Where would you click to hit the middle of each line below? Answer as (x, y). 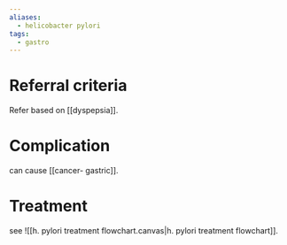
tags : (19, 34)
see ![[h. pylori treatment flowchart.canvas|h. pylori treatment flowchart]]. (144, 231)
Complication (60, 146)
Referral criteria (68, 86)
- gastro (33, 42)
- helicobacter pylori (59, 26)
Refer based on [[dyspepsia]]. (64, 111)
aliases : (25, 17)
